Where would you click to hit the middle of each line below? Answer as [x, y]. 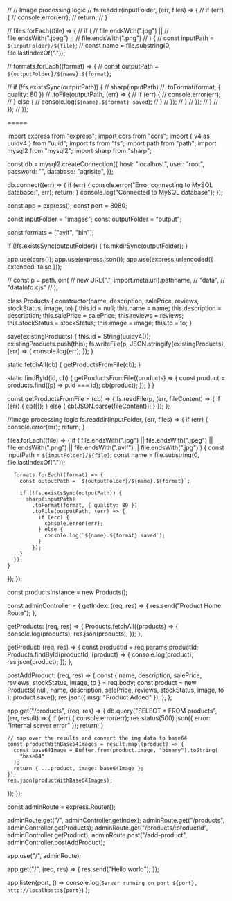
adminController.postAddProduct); [56, 842]
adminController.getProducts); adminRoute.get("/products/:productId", [108, 828]
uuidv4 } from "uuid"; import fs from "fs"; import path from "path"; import [112, 143]
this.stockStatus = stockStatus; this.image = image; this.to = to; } [100, 323]
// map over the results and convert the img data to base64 [97, 738]
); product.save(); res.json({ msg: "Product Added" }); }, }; [90, 697]
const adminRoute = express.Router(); [62, 807]
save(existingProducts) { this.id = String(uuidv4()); [79, 336]
